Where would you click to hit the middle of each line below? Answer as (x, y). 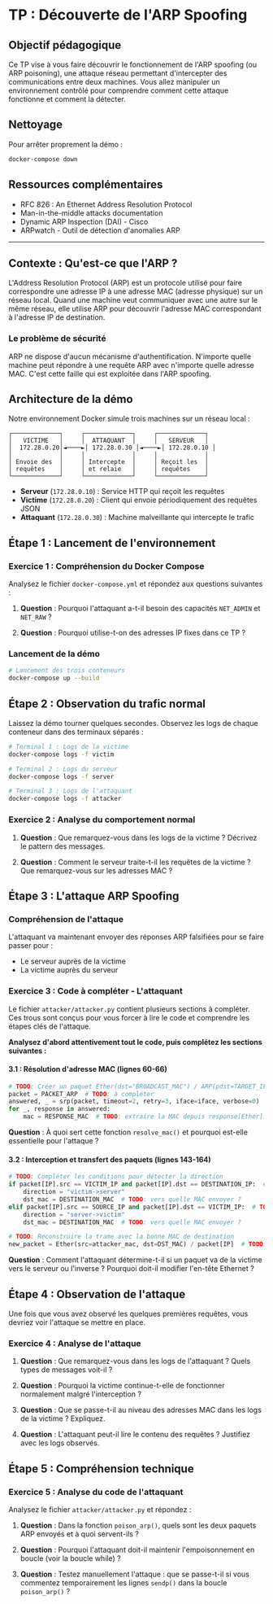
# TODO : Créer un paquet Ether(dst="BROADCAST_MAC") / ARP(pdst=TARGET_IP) (139, 1086)
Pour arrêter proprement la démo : (66, 144)
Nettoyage (36, 125)
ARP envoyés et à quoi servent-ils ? (80, 1534)
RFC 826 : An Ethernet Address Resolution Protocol (106, 204)
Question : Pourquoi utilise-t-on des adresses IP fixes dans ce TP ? (133, 633)
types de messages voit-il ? (66, 1370)
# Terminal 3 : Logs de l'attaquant (70, 791)
